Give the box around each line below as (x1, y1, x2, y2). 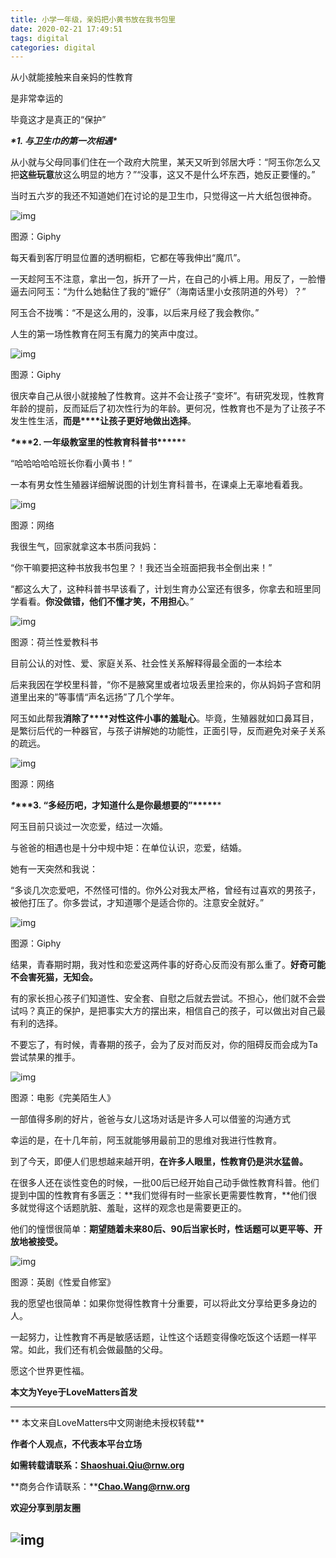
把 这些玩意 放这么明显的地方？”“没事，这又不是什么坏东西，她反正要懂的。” (10, 169, 316, 181)
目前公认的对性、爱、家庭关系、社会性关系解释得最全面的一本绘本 (10, 657, 282, 670)
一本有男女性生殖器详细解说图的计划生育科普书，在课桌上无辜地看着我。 (10, 479, 308, 491)
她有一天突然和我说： (10, 863, 98, 875)
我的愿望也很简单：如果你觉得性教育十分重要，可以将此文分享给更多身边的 (10, 1297, 317, 1310)
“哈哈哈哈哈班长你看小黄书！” (10, 457, 133, 470)
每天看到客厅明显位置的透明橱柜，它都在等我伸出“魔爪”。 (10, 252, 247, 264)
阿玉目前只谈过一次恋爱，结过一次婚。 (10, 821, 168, 833)
